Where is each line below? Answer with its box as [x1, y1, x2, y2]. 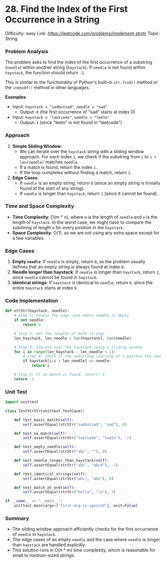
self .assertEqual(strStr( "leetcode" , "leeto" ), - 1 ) [23, 435, 132, 441]
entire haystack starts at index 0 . [12, 285, 78, 291]
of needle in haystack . [12, 531, 57, 537]
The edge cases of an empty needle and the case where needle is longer [12, 537, 161, 543]
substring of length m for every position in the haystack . [12, 224, 124, 231]
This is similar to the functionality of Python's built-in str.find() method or [5, 79, 158, 85]
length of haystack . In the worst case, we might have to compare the [12, 219, 152, 225]
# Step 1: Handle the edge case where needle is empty [14, 313, 129, 318]
